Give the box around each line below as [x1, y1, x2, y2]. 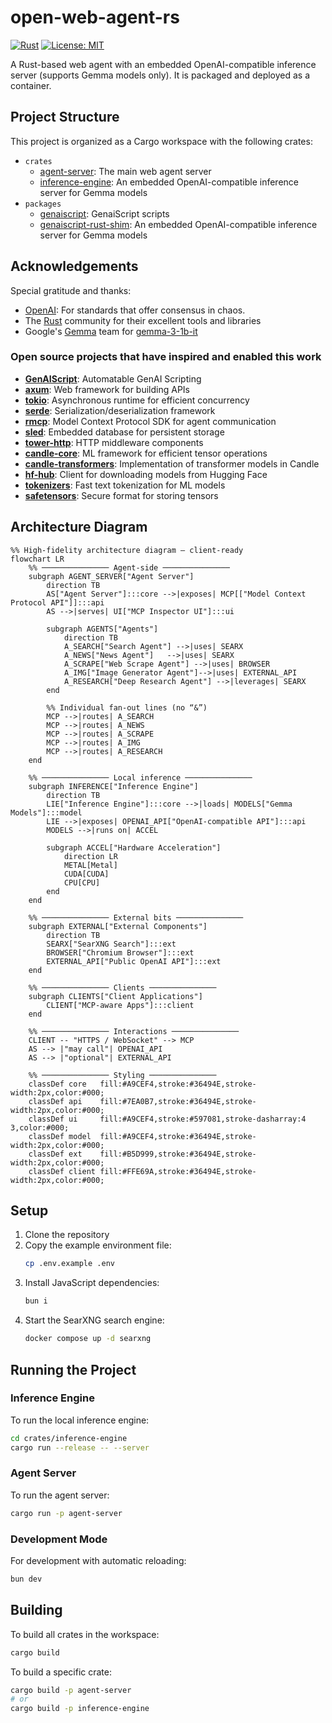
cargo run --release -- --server [10, 1442, 150, 1453]
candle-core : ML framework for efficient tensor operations [24, 447, 268, 459]
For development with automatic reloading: [10, 1555, 187, 1567]
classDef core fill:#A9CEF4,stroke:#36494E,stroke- [28, 1079, 257, 1089]
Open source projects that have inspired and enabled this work [10, 350, 322, 364]
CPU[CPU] [63, 877, 101, 888]
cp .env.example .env [24, 1259, 115, 1269]
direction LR [63, 851, 118, 861]
